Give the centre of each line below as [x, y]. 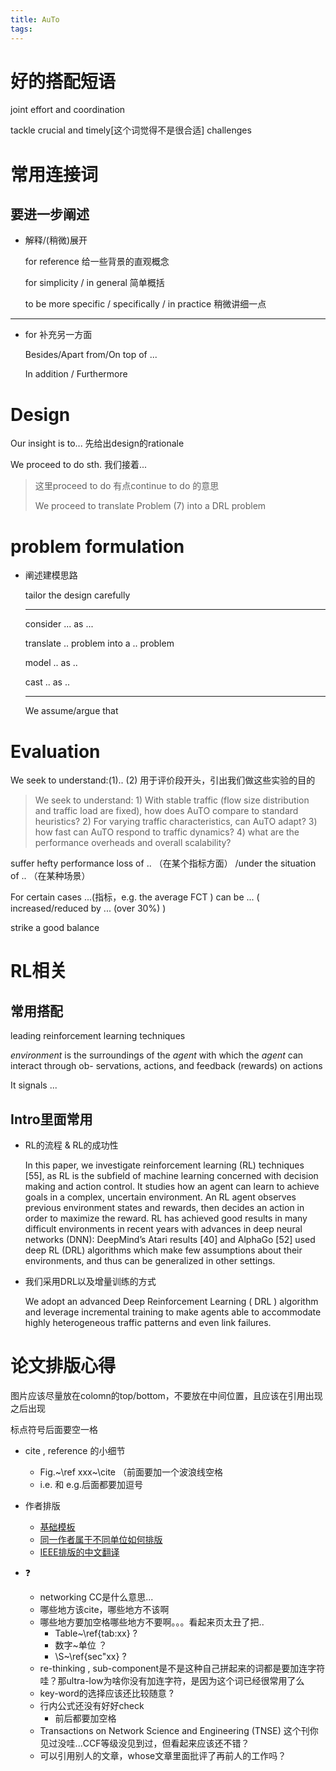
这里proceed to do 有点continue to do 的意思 [127, 486]
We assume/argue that [71, 711]
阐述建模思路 [51, 575]
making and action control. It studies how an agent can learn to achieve [172, 1187]
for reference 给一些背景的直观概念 [97, 262]
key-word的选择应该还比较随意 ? [106, 1693]
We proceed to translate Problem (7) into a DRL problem [150, 506]
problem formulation [97, 546]
